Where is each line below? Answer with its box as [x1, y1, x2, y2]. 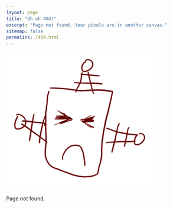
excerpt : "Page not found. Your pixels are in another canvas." [6, 22, 168, 28]
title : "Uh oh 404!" [6, 15, 57, 22]
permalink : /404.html [6, 34, 60, 41]
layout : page [6, 9, 38, 15]
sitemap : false [6, 28, 44, 34]
